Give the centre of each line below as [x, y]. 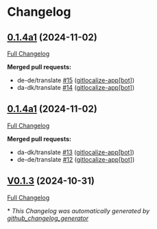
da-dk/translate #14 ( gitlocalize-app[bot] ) [76, 87]
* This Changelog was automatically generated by [78, 210]
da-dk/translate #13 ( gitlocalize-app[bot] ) [76, 152]
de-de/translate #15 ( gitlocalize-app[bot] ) [76, 80]
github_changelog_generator [48, 218]
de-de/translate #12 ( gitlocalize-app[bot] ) [76, 159]
